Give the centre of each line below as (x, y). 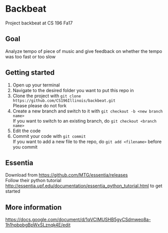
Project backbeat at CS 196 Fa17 (39, 23)
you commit (25, 147)
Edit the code (26, 131)
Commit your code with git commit (49, 136)
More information (34, 207)
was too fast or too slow (31, 56)
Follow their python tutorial (33, 181)
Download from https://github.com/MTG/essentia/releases (67, 175)
